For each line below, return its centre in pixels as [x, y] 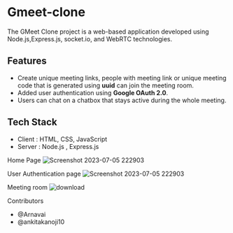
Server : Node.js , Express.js [58, 146]
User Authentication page [44, 174]
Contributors [26, 201]
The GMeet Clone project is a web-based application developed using [108, 31]
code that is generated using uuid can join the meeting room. [106, 85]
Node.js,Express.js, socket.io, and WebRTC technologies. [90, 38]
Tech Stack [32, 122]
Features [27, 61]
